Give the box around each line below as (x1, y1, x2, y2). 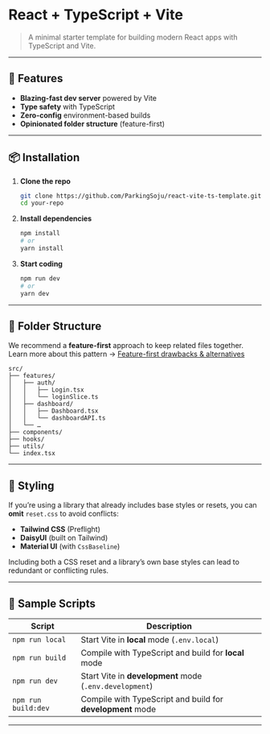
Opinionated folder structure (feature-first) (19, 118, 166, 128)
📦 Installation (8, 151, 80, 164)
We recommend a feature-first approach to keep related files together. (8, 341, 243, 350)
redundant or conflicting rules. (8, 566, 109, 575)
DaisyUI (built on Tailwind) (19, 533, 108, 543)
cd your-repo (19, 199, 64, 207)
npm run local (12, 635, 67, 644)
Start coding (19, 259, 63, 268)
